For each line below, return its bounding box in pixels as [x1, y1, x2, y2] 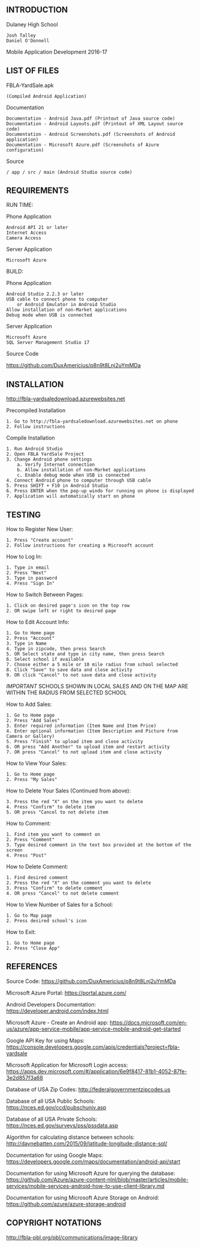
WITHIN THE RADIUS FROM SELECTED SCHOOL [6, 689, 127, 696]
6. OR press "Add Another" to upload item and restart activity [6, 744, 170, 750]
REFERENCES [6, 961, 58, 972]
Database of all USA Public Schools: [6, 1097, 95, 1105]
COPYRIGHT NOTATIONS [6, 1218, 102, 1228]
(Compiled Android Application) [6, 93, 87, 99]
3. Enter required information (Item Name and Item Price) [6, 723, 157, 729]
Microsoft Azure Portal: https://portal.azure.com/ [6, 989, 127, 996]
